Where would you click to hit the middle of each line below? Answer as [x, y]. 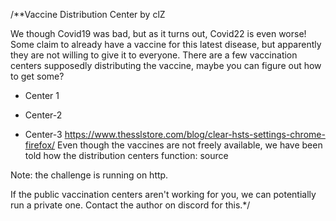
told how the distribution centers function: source [126, 155]
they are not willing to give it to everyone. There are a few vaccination [154, 55]
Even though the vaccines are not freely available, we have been [190, 145]
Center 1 [42, 95]
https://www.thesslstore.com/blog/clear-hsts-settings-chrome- [195, 134]
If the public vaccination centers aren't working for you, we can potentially [163, 194]
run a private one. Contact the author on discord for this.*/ [130, 205]
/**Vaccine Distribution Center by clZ [88, 14]
